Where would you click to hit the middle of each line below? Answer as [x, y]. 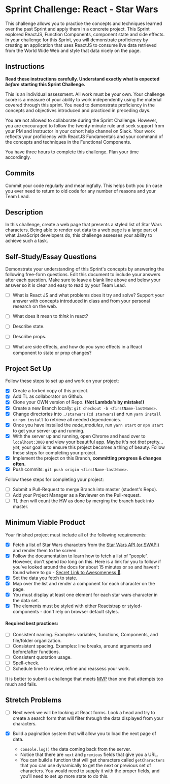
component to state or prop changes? [52, 353]
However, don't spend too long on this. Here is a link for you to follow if [87, 562]
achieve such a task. [27, 241]
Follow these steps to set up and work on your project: [62, 381]
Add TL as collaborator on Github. [48, 396]
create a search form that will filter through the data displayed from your [88, 718]
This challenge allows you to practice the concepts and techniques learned [84, 23]
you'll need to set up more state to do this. [64, 776]
